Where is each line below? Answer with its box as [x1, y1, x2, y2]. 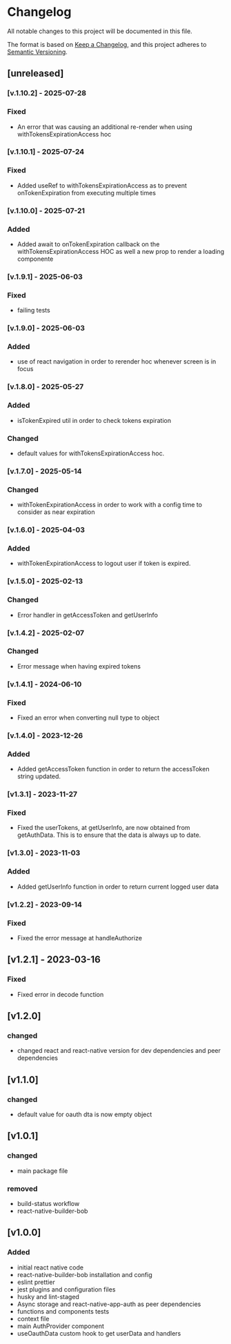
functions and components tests [17, 1307, 110, 1315]
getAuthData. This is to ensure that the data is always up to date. [17, 831, 201, 839]
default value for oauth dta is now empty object [17, 1110, 152, 1118]
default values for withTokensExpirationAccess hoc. [17, 449, 165, 457]
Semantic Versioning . [7, 48, 68, 56]
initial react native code [17, 1263, 84, 1272]
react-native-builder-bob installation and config [17, 1270, 153, 1278]
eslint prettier [17, 1278, 55, 1286]
